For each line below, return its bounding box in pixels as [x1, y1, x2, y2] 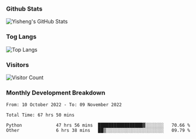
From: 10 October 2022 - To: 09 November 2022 [6, 102, 122, 108]
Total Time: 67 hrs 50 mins [6, 112, 75, 118]
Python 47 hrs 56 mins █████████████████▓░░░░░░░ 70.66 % [6, 123, 191, 128]
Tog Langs [6, 33, 37, 41]
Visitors [6, 60, 29, 69]
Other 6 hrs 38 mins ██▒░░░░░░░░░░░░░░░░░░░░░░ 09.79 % [6, 128, 191, 134]
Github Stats [6, 5, 43, 13]
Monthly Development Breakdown [6, 89, 106, 97]
